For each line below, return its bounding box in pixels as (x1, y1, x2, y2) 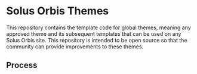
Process (6, 60, 38, 70)
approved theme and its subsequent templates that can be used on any (6, 30, 181, 37)
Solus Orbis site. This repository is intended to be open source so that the (6, 36, 187, 44)
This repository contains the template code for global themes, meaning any (6, 24, 191, 31)
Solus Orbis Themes (6, 4, 109, 18)
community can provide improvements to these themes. (6, 43, 144, 50)
